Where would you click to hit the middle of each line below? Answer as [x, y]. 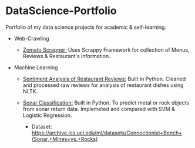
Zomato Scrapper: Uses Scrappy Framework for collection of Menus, [106, 50]
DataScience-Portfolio [61, 11]
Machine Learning [36, 67]
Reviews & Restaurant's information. [66, 56]
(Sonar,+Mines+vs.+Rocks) [65, 139]
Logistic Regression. [47, 115]
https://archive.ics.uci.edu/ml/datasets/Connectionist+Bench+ [107, 133]
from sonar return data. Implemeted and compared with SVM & [99, 109]
